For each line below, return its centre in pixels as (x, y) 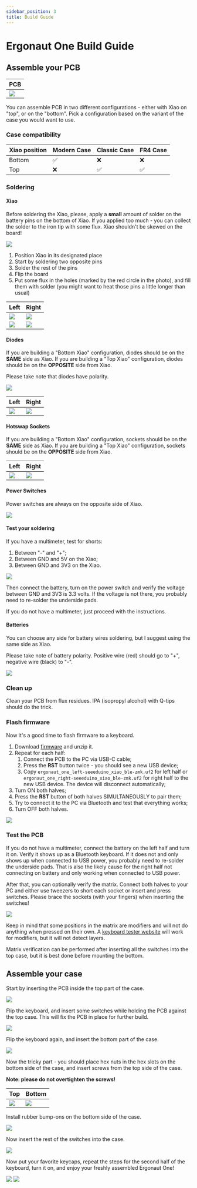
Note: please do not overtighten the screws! (61, 1079)
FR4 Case (153, 150)
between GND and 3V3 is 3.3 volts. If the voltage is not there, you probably (97, 593)
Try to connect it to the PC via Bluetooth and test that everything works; (101, 803)
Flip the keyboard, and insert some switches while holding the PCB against (96, 1011)
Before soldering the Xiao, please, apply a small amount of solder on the (94, 214)
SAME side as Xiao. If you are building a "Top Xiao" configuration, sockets (96, 446)
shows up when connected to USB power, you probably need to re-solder (95, 860)
